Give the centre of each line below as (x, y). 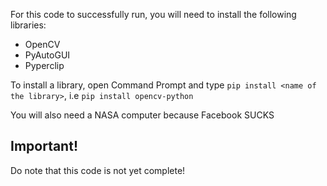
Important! (44, 146)
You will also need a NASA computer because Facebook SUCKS (142, 115)
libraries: (28, 25)
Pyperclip (44, 65)
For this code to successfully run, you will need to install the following (153, 14)
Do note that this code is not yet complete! (98, 170)
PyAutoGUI (47, 55)
